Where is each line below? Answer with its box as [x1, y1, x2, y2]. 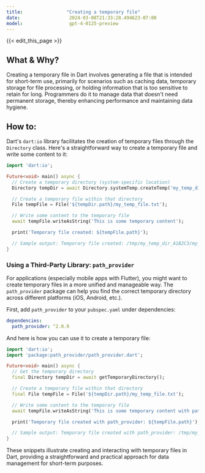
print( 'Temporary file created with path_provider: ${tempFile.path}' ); [12, 419, 201, 425]
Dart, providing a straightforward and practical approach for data [6, 453, 170, 461]
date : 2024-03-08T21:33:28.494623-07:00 [6, 15, 157, 21]
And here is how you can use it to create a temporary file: [6, 334, 151, 341]
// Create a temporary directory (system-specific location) [12, 179, 171, 185]
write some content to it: [6, 151, 68, 158]
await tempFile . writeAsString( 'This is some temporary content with [12, 408, 190, 414]
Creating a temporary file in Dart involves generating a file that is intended [6, 71, 192, 78]
